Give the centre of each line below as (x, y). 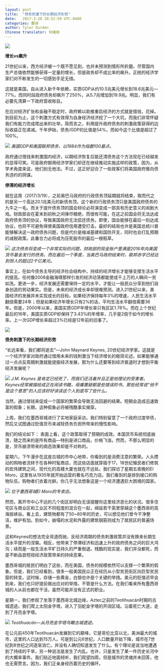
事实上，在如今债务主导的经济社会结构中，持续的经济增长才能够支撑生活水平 (82, 271)
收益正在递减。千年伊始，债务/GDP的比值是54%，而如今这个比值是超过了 (83, 130)
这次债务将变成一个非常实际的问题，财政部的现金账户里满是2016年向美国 (84, 249)
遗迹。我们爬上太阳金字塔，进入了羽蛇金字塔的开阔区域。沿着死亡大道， (82, 606)
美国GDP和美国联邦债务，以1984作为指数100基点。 (62, 146)
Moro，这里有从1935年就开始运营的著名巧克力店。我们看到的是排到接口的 (79, 475)
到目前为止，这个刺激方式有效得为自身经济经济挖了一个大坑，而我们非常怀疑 (82, 117)
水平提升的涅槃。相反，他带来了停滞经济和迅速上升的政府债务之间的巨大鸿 (84, 543)
